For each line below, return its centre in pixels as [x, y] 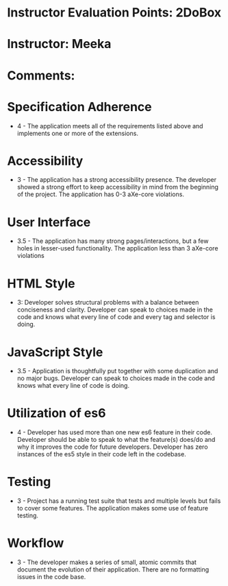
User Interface [49, 222]
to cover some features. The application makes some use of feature [113, 508]
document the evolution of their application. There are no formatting [113, 570]
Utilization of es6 [56, 413]
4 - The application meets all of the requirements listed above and [110, 126]
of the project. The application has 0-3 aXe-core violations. [101, 194]
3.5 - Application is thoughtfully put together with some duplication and [117, 371]
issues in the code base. [51, 577]
